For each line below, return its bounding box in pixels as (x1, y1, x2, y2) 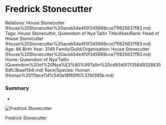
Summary (5, 84, 30, 91)
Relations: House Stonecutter (5, 20, 65, 26)
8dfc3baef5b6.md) (5, 67, 44, 73)
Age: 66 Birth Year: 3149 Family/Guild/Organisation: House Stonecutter (5, 46, 150, 52)
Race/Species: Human (44, 67, 90, 73)
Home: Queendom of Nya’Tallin (5, 56, 69, 62)
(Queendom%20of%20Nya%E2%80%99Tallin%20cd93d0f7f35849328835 (5, 62, 161, 68)
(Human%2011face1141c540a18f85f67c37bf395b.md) (5, 72, 114, 78)
